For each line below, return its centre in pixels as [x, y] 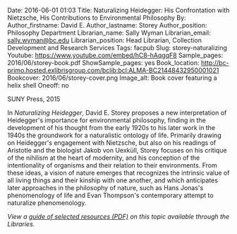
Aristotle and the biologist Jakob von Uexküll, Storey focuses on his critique [117, 150]
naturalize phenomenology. [47, 203]
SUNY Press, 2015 [34, 99]
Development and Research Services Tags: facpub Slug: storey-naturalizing [117, 48]
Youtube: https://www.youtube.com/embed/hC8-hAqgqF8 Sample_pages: [115, 55]
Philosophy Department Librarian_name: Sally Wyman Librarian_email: [109, 33]
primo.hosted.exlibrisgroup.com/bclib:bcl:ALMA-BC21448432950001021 [113, 70]
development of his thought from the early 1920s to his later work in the [111, 128]
